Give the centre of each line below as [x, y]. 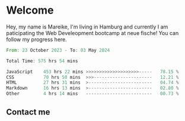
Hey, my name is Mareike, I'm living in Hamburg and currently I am [87, 27]
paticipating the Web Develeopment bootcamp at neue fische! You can [92, 33]
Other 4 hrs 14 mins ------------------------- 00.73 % [92, 94]
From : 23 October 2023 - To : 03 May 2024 [58, 50]
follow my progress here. [36, 39]
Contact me [28, 112]
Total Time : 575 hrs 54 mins [42, 61]
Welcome [30, 10]
